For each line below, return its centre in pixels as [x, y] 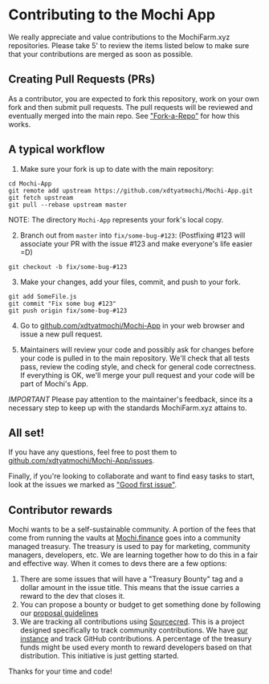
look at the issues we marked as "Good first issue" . [93, 485]
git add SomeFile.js [43, 296]
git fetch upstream [41, 197]
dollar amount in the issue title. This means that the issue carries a [129, 588]
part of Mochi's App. [54, 384]
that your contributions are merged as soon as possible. [101, 54]
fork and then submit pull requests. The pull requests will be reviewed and [130, 107]
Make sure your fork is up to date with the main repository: [117, 169]
